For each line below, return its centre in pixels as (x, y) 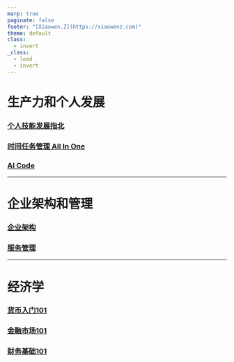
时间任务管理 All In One (46, 146)
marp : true (23, 14)
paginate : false (31, 20)
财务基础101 (27, 352)
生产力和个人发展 (56, 102)
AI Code (21, 165)
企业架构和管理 (50, 204)
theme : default (29, 33)
